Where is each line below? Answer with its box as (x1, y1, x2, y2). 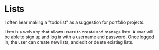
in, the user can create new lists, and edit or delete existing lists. (4, 39, 134, 45)
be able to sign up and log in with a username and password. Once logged (4, 34, 154, 40)
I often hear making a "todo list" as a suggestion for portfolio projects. (4, 19, 145, 25)
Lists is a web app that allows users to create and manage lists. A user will (4, 29, 154, 34)
